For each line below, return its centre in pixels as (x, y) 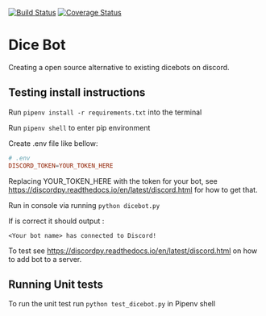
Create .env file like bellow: (53, 143)
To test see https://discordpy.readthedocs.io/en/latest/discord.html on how (133, 251)
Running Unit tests (56, 284)
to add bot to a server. (45, 259)
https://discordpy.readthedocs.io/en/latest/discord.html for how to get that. (133, 189)
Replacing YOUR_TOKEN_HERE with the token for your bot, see (113, 181)
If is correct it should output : (56, 221)
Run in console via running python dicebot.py (84, 205)
